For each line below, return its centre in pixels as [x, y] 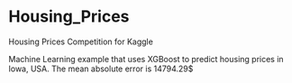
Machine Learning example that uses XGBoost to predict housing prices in [146, 59]
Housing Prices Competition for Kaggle [81, 41]
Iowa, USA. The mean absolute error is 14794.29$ [101, 69]
